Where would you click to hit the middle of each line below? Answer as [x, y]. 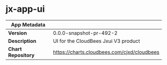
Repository [21, 55]
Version [18, 33]
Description [22, 41]
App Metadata [28, 25]
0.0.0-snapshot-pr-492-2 [85, 33]
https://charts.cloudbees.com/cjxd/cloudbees [106, 52]
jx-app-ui [25, 9]
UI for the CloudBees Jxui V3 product [97, 41]
